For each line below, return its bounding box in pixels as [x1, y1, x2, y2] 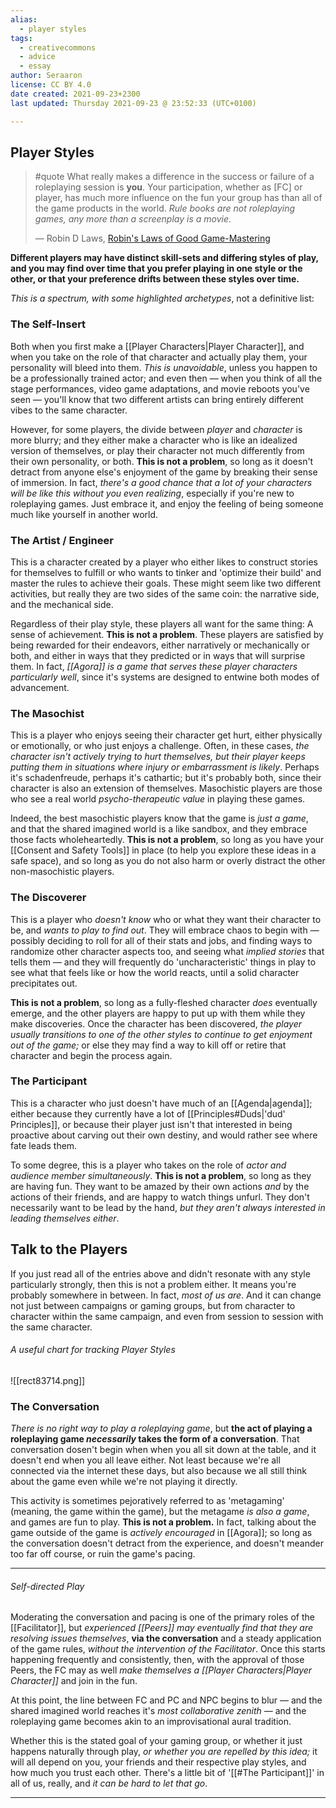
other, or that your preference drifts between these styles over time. [10, 273, 300, 285]
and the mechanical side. [10, 598, 114, 610]
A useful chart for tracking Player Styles [10, 1344, 176, 1356]
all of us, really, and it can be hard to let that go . [10, 1777, 208, 1790]
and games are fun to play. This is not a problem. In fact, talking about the [10, 1516, 317, 1528]
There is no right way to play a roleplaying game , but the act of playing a [10, 1422, 313, 1435]
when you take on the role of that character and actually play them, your [10, 351, 308, 363]
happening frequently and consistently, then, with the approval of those [10, 1654, 305, 1666]
